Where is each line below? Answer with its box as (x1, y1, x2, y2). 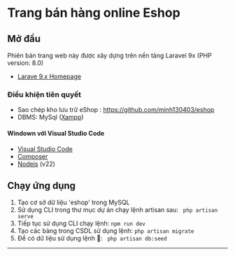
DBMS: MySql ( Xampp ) (17, 113, 84, 122)
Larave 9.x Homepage (17, 72, 82, 80)
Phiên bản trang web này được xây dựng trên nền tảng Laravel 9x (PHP (7, 51, 212, 59)
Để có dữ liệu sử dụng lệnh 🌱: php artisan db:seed (17, 234, 167, 243)
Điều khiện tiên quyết (7, 90, 82, 99)
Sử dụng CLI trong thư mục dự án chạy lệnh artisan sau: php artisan (17, 206, 218, 214)
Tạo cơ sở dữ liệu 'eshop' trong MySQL (17, 198, 131, 207)
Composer (17, 152, 48, 160)
